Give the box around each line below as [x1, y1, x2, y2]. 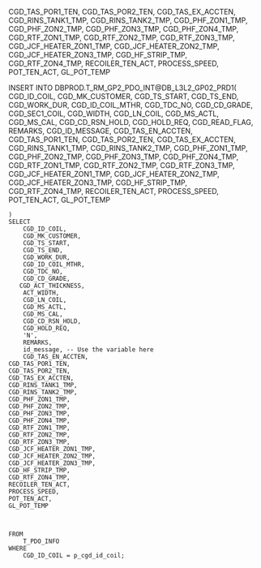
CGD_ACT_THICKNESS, [19, 282, 85, 290]
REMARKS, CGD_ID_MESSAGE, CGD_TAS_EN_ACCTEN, [8, 126, 193, 136]
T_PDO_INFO [23, 537, 60, 545]
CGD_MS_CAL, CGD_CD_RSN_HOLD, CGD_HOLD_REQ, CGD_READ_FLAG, [8, 118, 254, 127]
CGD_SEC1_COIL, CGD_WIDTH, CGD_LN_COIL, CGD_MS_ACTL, [8, 109, 220, 118]
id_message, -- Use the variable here [23, 346, 154, 354]
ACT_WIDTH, [23, 289, 60, 297]
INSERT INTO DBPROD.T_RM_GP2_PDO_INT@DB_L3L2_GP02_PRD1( [8, 83, 237, 93]
